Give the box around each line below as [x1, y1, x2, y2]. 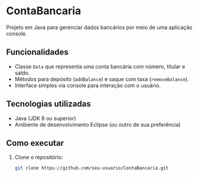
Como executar [6, 138, 64, 148]
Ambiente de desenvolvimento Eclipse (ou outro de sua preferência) [14, 121, 181, 128]
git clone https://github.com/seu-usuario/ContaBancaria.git [14, 165, 169, 171]
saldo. [14, 69, 30, 76]
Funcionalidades [6, 47, 69, 57]
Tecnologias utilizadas [6, 99, 91, 109]
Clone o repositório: [14, 154, 63, 161]
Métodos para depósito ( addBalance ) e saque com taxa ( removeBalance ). [14, 75, 189, 82]
